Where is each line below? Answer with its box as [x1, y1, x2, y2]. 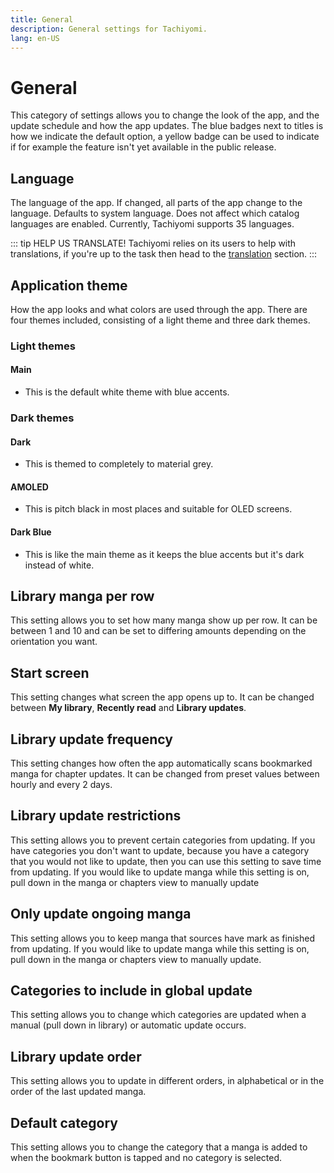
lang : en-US [10, 33, 60, 43]
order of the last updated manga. [10, 1086, 147, 1098]
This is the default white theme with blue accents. [24, 386, 230, 398]
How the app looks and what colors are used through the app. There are [10, 303, 308, 315]
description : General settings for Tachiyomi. [10, 24, 208, 34]
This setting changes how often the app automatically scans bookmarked [10, 757, 313, 770]
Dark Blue [10, 526, 52, 538]
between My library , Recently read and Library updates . [10, 702, 247, 714]
